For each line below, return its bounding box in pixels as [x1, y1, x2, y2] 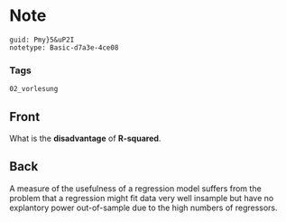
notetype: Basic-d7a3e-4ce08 [9, 42, 119, 52]
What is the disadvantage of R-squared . [9, 133, 161, 144]
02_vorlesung [9, 85, 59, 94]
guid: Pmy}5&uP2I [9, 35, 75, 44]
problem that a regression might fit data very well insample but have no [9, 192, 274, 203]
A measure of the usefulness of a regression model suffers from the [9, 182, 262, 194]
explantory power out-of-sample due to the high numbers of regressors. [9, 202, 278, 213]
